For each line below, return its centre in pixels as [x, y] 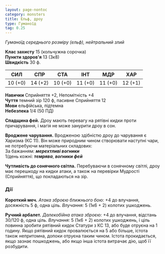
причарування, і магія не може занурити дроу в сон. [61, 126]
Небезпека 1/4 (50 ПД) [29, 111]
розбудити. [17, 247]
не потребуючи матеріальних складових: [49, 146]
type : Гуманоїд [21, 24]
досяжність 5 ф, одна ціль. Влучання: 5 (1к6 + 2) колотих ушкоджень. [78, 205]
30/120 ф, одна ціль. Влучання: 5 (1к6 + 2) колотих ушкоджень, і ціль [78, 220]
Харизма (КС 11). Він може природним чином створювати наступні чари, [82, 141]
